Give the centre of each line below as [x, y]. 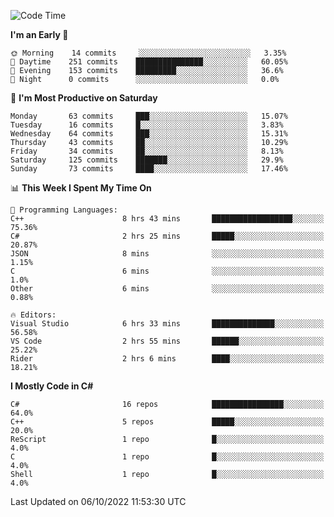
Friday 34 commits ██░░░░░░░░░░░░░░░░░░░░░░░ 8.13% [147, 151]
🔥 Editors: [33, 315]
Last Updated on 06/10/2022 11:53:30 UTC [98, 501]
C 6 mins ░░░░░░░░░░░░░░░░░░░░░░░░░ [167, 271]
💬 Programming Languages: [64, 210]
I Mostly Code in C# [52, 386]
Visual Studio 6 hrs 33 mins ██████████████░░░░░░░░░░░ [167, 324]
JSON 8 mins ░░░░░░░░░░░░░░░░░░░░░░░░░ [167, 254]
